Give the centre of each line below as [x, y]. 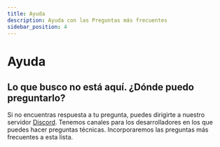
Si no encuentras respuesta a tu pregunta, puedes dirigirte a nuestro [106, 115]
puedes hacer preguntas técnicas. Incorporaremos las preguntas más [108, 129]
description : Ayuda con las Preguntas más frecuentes [88, 20]
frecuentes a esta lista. [40, 137]
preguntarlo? [36, 98]
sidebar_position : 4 [37, 27]
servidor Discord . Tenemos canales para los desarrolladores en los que [110, 122]
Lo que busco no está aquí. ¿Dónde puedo [101, 87]
